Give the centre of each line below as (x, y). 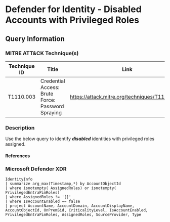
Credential (53, 81)
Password (52, 106)
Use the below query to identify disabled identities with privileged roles (80, 139)
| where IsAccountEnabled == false (43, 202)
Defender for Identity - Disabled (73, 9)
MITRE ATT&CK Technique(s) (42, 53)
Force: (48, 100)
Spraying (51, 112)
